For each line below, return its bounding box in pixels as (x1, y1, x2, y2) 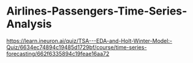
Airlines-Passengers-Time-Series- (6, 4, 187, 18)
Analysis (6, 17, 52, 31)
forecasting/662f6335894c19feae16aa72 (6, 50, 110, 57)
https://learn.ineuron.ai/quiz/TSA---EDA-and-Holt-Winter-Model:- (6, 37, 173, 44)
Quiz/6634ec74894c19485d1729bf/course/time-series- (6, 44, 147, 51)
